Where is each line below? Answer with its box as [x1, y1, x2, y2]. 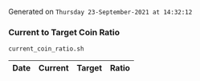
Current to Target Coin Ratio [8, 26, 120, 38]
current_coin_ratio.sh [8, 45, 84, 53]
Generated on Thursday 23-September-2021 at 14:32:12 [8, 7, 193, 16]
